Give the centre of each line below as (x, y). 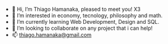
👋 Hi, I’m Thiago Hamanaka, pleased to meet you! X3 (76, 9)
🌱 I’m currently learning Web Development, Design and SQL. (85, 22)
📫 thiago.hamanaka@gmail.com (52, 35)
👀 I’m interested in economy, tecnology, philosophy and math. (87, 15)
